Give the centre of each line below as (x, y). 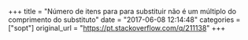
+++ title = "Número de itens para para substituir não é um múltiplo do (122, 11)
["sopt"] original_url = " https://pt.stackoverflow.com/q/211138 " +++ (117, 28)
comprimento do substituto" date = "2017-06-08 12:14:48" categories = (124, 20)
